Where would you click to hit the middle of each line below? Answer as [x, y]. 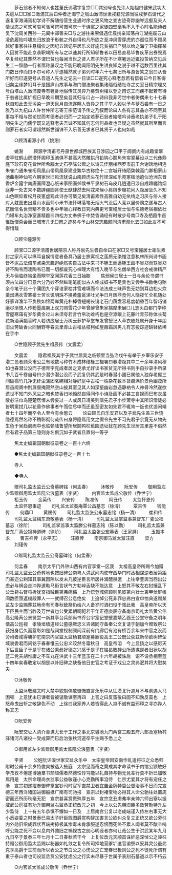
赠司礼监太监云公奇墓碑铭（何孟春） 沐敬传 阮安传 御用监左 [90, 487]
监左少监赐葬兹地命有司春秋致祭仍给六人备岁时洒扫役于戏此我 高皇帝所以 [84, 605]
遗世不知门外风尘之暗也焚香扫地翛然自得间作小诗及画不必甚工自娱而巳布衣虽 [86, 394]
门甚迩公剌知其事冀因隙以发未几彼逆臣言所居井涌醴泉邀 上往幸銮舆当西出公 [86, 579]
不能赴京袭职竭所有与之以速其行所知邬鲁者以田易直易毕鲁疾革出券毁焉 [93, 52]
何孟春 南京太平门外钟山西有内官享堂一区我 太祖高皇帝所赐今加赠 [89, 566]
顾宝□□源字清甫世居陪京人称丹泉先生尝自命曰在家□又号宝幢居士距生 [88, 250]
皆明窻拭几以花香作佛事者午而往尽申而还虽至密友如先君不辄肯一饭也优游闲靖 [86, 406]
